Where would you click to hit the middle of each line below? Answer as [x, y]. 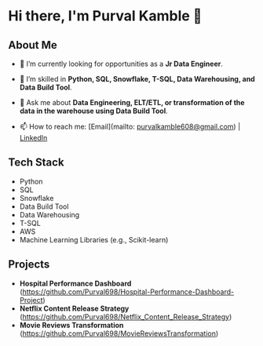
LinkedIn [33, 138]
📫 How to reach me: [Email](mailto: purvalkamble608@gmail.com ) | [130, 126]
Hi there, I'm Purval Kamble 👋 [105, 16]
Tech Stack [36, 163]
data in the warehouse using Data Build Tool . [94, 111]
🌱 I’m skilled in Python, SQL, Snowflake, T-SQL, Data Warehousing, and [137, 79]
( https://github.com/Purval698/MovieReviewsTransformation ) [119, 333]
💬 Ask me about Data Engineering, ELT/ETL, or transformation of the [132, 102]
